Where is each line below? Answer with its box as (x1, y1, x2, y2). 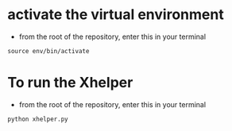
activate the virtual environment (7, 6, 224, 24)
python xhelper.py (7, 115, 68, 123)
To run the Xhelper (7, 74, 133, 92)
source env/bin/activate (7, 47, 90, 55)
